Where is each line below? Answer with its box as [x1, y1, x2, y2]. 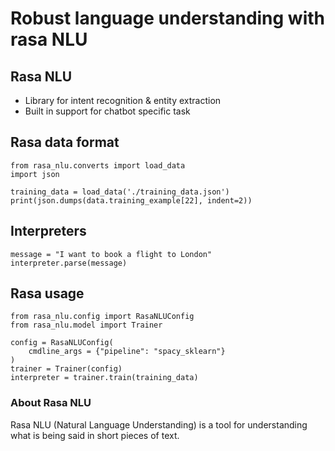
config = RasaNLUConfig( [10, 338, 114, 348]
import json [10, 169, 60, 179]
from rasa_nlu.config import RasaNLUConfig [10, 312, 195, 322]
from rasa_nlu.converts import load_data [10, 160, 186, 171]
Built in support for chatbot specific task [24, 105, 191, 117]
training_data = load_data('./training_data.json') [10, 187, 230, 197]
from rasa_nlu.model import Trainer [10, 320, 163, 331]
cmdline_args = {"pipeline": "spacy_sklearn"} [28, 347, 226, 357]
